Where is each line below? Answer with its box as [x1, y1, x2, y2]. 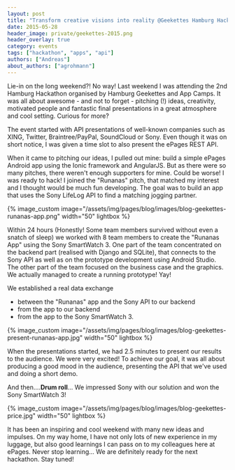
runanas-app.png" [7, 212, 61, 220]
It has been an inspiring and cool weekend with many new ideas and [7, 425, 204, 434]
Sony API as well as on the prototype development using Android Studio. [7, 255, 217, 264]
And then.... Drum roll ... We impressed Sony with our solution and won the [7, 383, 220, 391]
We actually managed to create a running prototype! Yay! [7, 270, 171, 278]
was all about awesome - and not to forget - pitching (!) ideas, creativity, [7, 96, 216, 105]
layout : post [7, 10, 45, 18]
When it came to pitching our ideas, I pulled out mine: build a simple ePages [7, 154, 226, 162]
